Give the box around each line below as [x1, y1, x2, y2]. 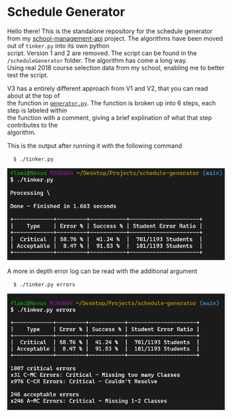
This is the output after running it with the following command [7, 141, 182, 150]
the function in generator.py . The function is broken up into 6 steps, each [7, 99, 216, 107]
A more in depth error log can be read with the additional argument [7, 267, 198, 275]
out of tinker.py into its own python [7, 41, 110, 50]
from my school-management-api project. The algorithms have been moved [7, 34, 223, 42]
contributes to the [7, 121, 58, 129]
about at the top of [7, 91, 60, 100]
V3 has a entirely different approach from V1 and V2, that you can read [7, 84, 209, 92]
